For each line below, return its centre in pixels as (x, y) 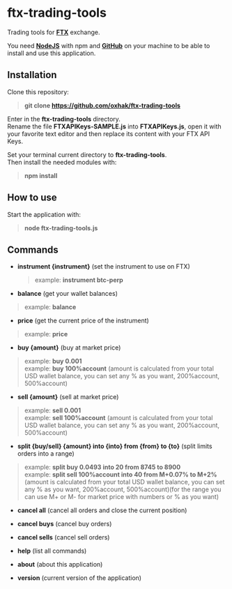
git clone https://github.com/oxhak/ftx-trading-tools (102, 105)
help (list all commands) (52, 551)
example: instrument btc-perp (79, 280)
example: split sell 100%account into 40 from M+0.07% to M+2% (121, 475)
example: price (46, 334)
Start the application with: (44, 214)
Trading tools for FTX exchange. (54, 32)
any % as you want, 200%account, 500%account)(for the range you (123, 489)
